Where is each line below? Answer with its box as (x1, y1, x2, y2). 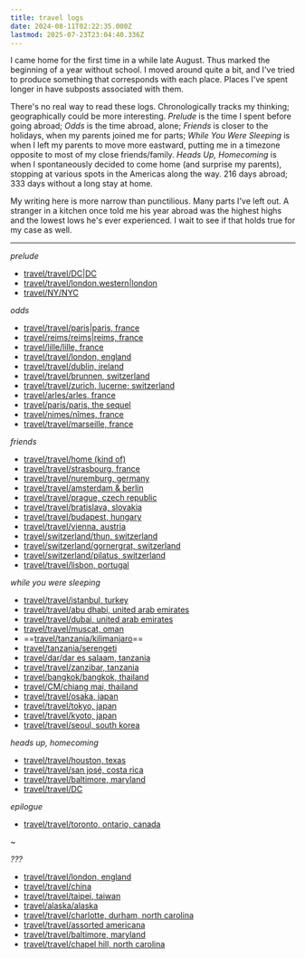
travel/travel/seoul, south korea (23, 720, 140, 731)
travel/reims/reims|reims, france (23, 332, 144, 343)
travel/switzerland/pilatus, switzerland (23, 550, 167, 561)
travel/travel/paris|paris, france (23, 322, 140, 333)
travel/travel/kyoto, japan (23, 710, 117, 721)
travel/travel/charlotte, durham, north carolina (23, 910, 194, 921)
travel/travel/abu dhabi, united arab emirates (23, 604, 189, 616)
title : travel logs (10, 13, 84, 23)
